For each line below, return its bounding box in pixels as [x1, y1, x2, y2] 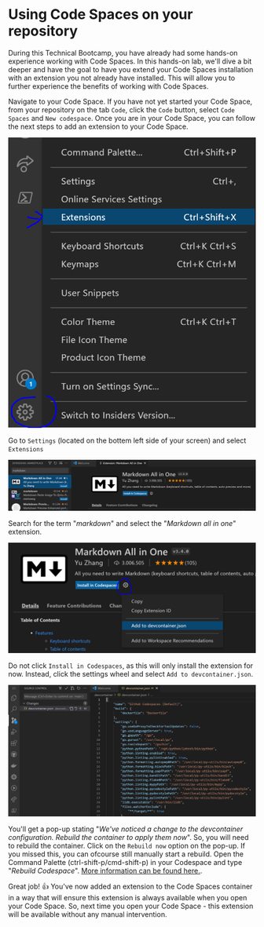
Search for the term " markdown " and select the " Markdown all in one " [8, 519, 236, 528]
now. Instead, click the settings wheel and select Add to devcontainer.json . [8, 669, 254, 678]
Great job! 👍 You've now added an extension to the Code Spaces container [8, 881, 253, 891]
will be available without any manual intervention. [8, 909, 167, 919]
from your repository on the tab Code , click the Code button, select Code [8, 104, 236, 115]
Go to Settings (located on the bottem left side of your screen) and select [8, 436, 247, 445]
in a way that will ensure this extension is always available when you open [8, 892, 247, 902]
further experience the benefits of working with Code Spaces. [8, 81, 209, 91]
